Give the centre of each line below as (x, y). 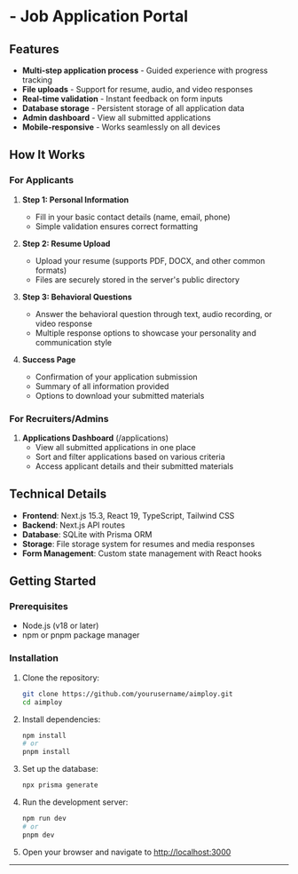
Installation (34, 658)
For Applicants (41, 180)
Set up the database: (60, 769)
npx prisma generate (60, 785)
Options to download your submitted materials (120, 395)
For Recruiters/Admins (59, 418)
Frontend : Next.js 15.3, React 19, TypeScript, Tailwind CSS (128, 515)
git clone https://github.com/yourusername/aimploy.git (127, 694)
